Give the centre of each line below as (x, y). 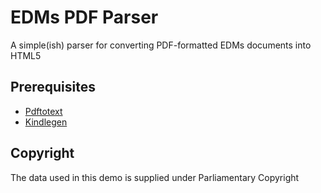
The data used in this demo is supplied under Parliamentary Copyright (155, 177)
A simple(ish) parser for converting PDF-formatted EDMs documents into (161, 45)
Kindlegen (46, 122)
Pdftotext (43, 111)
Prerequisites (53, 87)
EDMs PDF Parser (84, 17)
